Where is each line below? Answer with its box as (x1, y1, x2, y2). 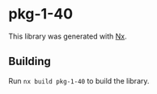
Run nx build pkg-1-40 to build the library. (8, 76, 150, 85)
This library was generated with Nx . (8, 31, 127, 41)
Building (8, 55, 51, 68)
